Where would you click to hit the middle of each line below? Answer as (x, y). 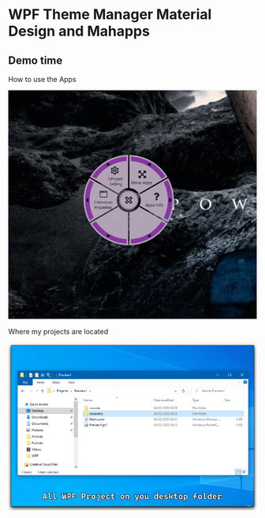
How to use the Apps (42, 79)
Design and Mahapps (79, 31)
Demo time (35, 60)
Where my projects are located (58, 332)
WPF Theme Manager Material (110, 15)
